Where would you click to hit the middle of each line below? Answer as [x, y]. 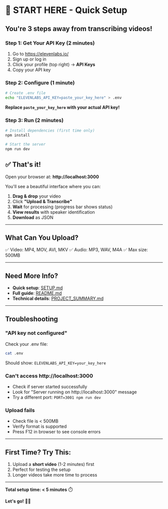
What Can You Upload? [42, 237]
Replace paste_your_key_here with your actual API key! [62, 107]
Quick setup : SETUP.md [37, 288]
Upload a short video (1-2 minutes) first [53, 464]
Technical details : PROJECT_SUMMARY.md [58, 299]
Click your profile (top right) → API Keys [54, 64]
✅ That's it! [23, 165]
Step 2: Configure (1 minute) [40, 83]
